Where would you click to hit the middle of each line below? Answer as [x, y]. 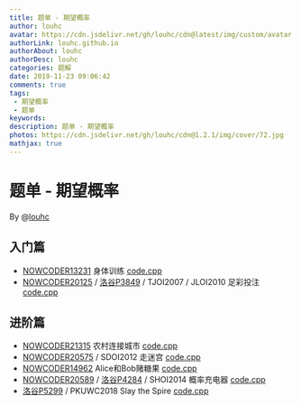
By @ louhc [29, 216]
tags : [19, 93]
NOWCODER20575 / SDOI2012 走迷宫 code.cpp [111, 357]
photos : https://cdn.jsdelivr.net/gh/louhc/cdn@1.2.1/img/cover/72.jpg [146, 135]
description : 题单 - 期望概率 [62, 127]
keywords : [28, 118]
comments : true [38, 85]
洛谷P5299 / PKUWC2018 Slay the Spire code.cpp [115, 391]
